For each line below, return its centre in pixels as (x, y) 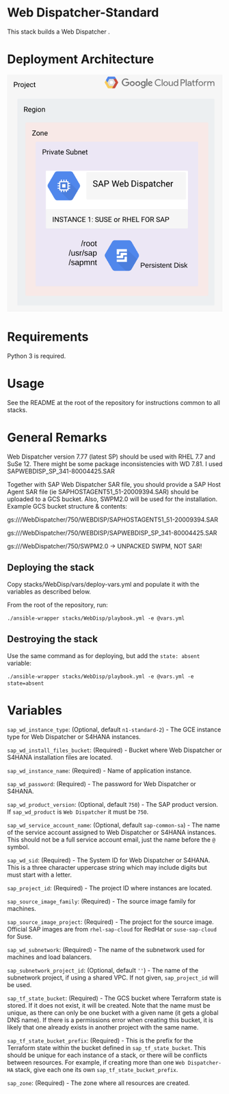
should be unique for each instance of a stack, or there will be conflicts (107, 1055)
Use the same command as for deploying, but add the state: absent (104, 655)
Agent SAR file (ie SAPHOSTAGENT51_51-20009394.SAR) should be (103, 492)
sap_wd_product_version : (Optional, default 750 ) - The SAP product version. (113, 804)
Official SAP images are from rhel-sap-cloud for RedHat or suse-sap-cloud (112, 929)
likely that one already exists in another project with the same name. (103, 1027)
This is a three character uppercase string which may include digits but (107, 867)
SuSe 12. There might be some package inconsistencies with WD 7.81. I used (115, 464)
